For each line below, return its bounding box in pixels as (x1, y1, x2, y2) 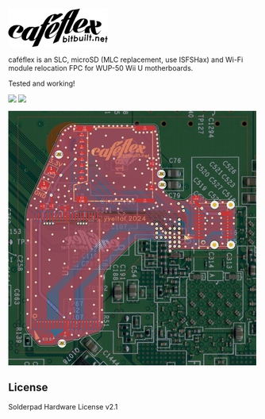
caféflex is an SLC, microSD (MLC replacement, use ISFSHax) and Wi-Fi (8, 55, 244, 64)
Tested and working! (8, 79, 75, 88)
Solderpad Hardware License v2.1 (8, 402, 118, 411)
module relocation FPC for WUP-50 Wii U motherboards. (8, 63, 194, 72)
